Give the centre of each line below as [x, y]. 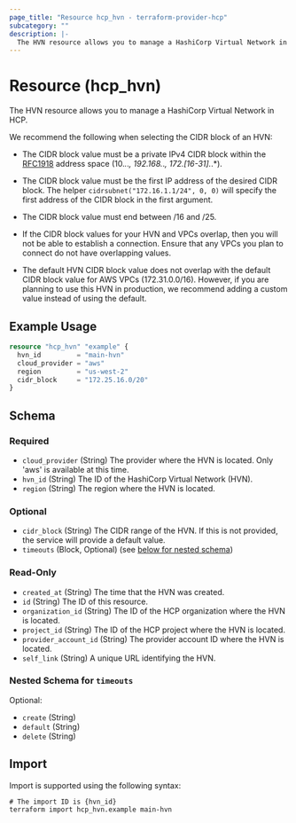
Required [29, 441]
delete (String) [49, 736]
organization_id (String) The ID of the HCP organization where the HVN [154, 611]
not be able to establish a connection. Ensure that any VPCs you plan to [152, 244]
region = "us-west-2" [73, 372]
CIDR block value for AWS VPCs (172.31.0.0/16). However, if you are [145, 279]
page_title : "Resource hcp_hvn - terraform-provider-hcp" [118, 17]
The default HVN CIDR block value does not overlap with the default [146, 270]
